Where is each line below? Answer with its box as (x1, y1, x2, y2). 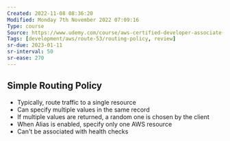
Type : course (7, 23, 44, 29)
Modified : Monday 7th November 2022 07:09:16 (7, 16, 139, 23)
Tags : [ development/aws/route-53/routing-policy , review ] (7, 36, 176, 42)
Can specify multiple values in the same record (16, 105, 150, 114)
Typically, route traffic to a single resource (16, 98, 137, 106)
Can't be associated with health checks (16, 127, 129, 136)
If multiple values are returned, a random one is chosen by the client (16, 112, 210, 120)
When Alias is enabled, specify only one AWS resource (16, 120, 172, 128)
